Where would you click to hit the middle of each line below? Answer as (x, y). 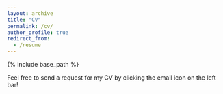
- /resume (27, 45)
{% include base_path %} (43, 64)
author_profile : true (38, 32)
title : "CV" (24, 20)
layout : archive (30, 13)
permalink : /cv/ (30, 26)
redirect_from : (29, 39)
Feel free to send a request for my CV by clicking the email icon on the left (112, 78)
